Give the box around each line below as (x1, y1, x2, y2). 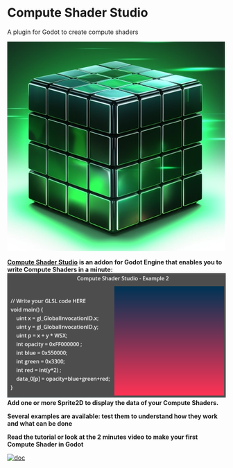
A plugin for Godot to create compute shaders (7, 28, 139, 36)
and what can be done (7, 419, 73, 427)
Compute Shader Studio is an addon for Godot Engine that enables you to (7, 258, 223, 266)
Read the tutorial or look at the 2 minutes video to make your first (7, 433, 198, 441)
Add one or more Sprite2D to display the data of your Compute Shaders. (7, 398, 219, 406)
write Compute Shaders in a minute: (7, 265, 113, 273)
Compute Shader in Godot (7, 440, 84, 448)
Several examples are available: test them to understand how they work (7, 412, 218, 420)
